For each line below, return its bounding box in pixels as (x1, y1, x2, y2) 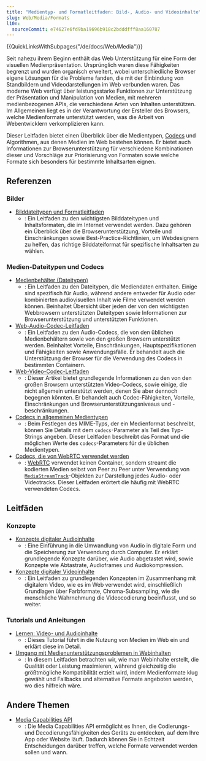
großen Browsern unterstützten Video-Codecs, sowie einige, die (24, 381, 188, 388)
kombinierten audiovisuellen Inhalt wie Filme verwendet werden (24, 296, 186, 304)
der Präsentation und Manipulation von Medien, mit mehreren (6, 94, 161, 101)
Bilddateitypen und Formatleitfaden (15, 208, 104, 215)
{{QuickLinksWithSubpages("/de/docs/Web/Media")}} (6, 43, 143, 50)
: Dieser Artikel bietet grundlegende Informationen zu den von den (24, 374, 192, 382)
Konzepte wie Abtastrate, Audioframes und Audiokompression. (24, 561, 184, 568)
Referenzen (6, 176, 52, 186)
